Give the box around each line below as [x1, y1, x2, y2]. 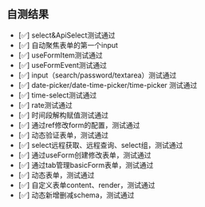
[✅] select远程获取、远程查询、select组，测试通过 [18, 140, 183, 149]
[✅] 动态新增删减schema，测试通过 [18, 190, 135, 200]
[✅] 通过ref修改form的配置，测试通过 [18, 120, 140, 129]
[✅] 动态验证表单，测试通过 [18, 130, 108, 140]
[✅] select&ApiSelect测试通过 [18, 30, 116, 40]
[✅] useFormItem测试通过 [18, 50, 104, 60]
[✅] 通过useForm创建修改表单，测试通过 [18, 150, 152, 160]
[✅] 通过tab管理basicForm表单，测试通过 [18, 160, 154, 169]
